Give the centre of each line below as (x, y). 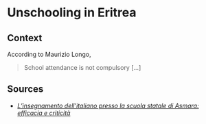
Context (25, 38)
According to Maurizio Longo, (49, 54)
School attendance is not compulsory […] (82, 67)
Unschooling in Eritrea (72, 13)
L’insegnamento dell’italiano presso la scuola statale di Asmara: (108, 106)
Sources (25, 89)
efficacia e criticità (44, 113)
